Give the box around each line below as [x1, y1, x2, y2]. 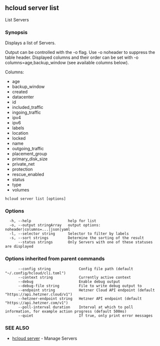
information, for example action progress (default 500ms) [5, 309, 127, 314]
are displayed [5, 244, 34, 249]
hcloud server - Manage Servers [12, 335, 78, 341]
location [12, 130, 29, 136]
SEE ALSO [5, 324, 30, 331]
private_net [12, 161, 35, 167]
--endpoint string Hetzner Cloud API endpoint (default [17, 288, 155, 293]
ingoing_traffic [12, 109, 41, 116]
